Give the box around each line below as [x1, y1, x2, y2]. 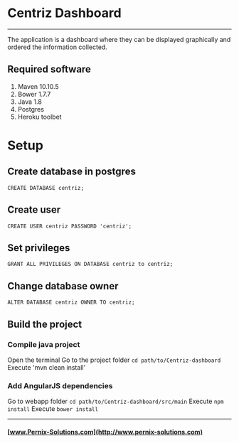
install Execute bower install [7, 405, 98, 413]
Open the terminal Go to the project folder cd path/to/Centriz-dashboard [7, 356, 221, 364]
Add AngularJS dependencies [7, 380, 113, 390]
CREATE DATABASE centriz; [7, 184, 84, 191]
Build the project [7, 318, 83, 330]
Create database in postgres [7, 166, 137, 178]
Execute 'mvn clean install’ [7, 363, 85, 371]
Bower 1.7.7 [17, 90, 51, 98]
